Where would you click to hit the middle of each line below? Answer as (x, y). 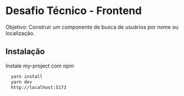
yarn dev (22, 82)
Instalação (25, 52)
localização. (20, 33)
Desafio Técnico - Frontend (74, 11)
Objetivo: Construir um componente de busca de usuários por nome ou (92, 27)
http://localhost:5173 (39, 87)
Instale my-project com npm (40, 66)
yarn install (27, 76)
